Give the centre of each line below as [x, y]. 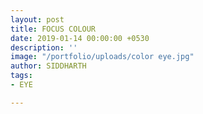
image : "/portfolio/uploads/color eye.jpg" [102, 57]
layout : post [37, 19]
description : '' [44, 47]
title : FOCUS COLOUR [53, 29]
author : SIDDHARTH [48, 66]
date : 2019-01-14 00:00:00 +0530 [80, 38]
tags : [21, 76]
